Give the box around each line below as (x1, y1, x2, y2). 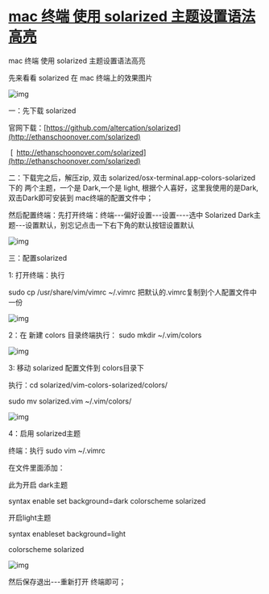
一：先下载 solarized (8, 106, 77, 115)
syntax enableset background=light (8, 529, 126, 538)
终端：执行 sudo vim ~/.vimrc (8, 445, 106, 455)
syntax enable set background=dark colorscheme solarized (8, 496, 206, 505)
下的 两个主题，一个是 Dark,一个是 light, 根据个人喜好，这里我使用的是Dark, (8, 182, 259, 192)
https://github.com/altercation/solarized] (46, 123, 181, 132)
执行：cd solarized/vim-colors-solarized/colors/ (8, 380, 168, 390)
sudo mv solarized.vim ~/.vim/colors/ (8, 396, 132, 406)
